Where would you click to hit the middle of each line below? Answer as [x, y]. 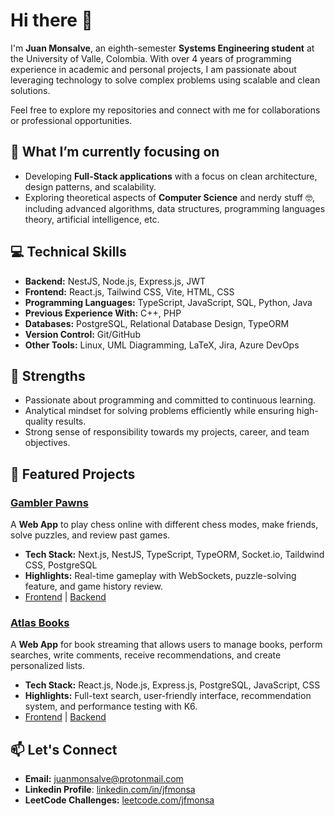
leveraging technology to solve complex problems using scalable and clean [165, 80]
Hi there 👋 [51, 20]
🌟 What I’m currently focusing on [115, 152]
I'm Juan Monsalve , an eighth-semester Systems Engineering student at [162, 48]
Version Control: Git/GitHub [82, 334]
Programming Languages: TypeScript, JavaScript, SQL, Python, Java [168, 302]
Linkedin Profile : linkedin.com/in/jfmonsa [110, 790]
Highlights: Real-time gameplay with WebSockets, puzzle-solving [160, 576]
